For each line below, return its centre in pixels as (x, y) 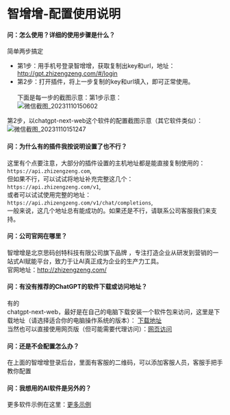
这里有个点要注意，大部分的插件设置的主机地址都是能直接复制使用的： (106, 163)
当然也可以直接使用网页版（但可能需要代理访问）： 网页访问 (90, 329)
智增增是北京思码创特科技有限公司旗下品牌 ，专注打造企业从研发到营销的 (110, 252)
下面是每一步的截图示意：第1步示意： (69, 97)
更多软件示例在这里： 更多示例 (49, 405)
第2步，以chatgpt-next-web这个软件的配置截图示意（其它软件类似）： (105, 121)
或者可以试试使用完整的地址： (49, 194)
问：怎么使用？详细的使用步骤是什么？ (61, 34)
